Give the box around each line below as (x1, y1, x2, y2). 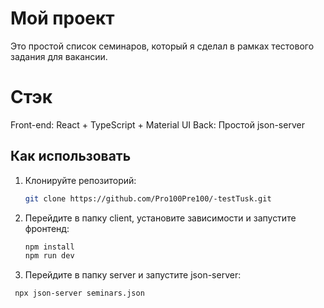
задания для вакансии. (10, 50, 108, 62)
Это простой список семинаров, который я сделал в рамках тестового (10, 40, 315, 52)
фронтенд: (24, 222, 70, 234)
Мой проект (10, 7, 115, 30)
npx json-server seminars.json (14, 288, 145, 299)
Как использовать (10, 148, 132, 165)
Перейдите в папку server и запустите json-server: (24, 269, 242, 281)
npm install (24, 242, 75, 252)
